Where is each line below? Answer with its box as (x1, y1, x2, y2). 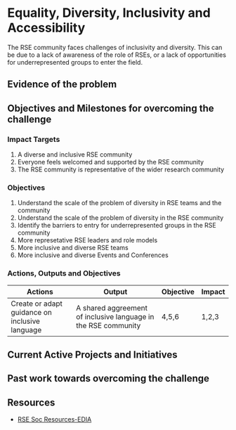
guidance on (11, 307, 53, 317)
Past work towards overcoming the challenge (7, 372, 209, 384)
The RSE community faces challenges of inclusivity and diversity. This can (7, 43, 223, 51)
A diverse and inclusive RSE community (17, 150, 133, 159)
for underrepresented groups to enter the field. (7, 58, 143, 66)
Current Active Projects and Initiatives (7, 349, 178, 360)
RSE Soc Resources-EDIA (17, 415, 92, 424)
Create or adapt (11, 299, 63, 308)
